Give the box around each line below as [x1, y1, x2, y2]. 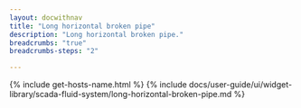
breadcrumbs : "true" [9, 38, 88, 48]
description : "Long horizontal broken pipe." [9, 30, 183, 39]
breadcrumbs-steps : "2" [9, 47, 99, 56]
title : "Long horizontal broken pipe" [9, 22, 155, 31]
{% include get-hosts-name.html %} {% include [9, 79, 187, 90]
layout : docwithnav [9, 13, 83, 22]
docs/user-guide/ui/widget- [188, 79, 292, 90]
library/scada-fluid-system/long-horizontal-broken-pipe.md [9, 89, 232, 100]
